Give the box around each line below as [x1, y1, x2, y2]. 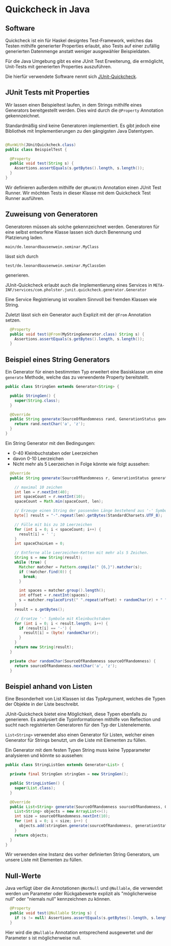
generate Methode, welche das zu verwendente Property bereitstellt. [5, 374, 149, 381]
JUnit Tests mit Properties [5, 88, 90, 97]
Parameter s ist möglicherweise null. [5, 935, 81, 941]
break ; [23, 574, 38, 579]
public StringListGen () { [10, 781, 65, 786]
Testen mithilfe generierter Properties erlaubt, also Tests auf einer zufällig [5, 43, 160, 49]
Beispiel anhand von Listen [5, 682, 93, 691]
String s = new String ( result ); [14, 555, 83, 560]
